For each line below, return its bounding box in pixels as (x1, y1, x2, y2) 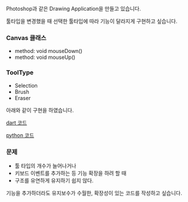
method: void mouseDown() (14, 48, 83, 55)
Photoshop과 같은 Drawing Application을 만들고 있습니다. (6, 5, 141, 12)
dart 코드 (6, 119, 28, 126)
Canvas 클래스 (6, 34, 47, 42)
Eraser (14, 94, 31, 101)
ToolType (6, 68, 34, 77)
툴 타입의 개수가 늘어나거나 (14, 162, 77, 169)
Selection (14, 82, 38, 89)
